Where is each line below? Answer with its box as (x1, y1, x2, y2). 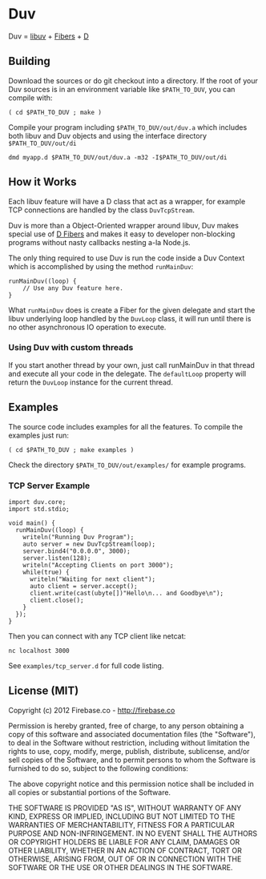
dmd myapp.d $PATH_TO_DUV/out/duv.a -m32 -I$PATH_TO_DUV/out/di (8, 153, 228, 161)
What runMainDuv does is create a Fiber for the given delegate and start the (8, 305, 256, 315)
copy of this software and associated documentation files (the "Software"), (8, 729, 256, 739)
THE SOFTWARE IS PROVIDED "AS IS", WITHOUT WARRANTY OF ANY (8, 803, 242, 812)
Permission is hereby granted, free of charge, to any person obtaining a (8, 720, 244, 730)
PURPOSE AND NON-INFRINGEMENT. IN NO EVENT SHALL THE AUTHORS (8, 829, 258, 838)
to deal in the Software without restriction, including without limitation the (8, 738, 250, 748)
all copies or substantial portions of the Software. (8, 787, 171, 797)
